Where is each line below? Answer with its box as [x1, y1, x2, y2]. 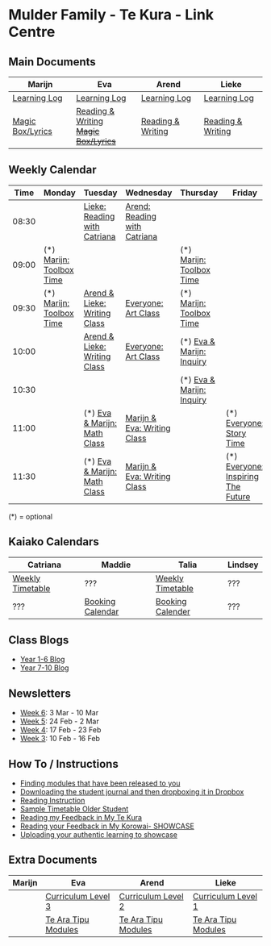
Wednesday [124, 187, 173, 198]
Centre [8, 23, 56, 41]
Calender [156, 606, 191, 617]
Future [225, 490, 251, 502]
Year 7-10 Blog [19, 663, 69, 673]
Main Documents [8, 55, 97, 69]
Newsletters [8, 686, 71, 700]
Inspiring [225, 470, 260, 481]
